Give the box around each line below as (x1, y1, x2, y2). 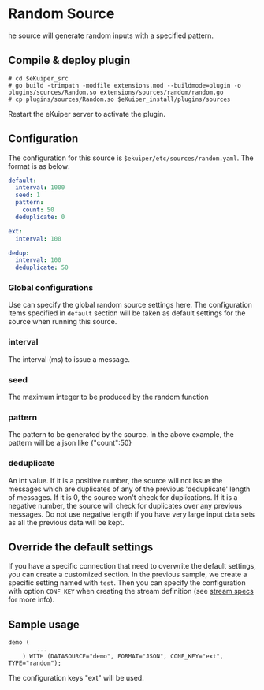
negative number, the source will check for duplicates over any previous (8, 501, 243, 510)
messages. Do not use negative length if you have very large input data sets (8, 509, 255, 519)
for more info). (8, 595, 55, 604)
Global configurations (8, 282, 94, 293)
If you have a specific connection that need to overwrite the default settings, (8, 561, 256, 571)
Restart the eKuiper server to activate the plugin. (8, 109, 165, 118)
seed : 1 (15, 191, 41, 200)
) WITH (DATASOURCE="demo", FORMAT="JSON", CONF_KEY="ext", (22, 652, 224, 661)
